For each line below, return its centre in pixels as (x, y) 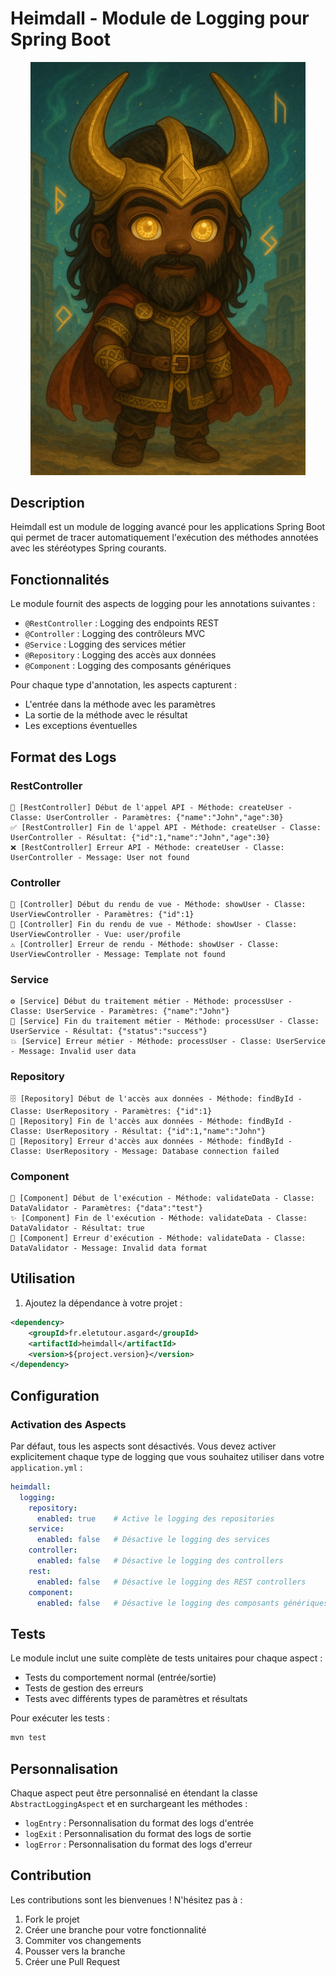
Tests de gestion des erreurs (84, 1688)
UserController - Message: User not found (100, 857)
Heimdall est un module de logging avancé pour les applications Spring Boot (168, 527)
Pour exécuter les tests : (60, 1718)
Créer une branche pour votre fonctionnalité (115, 1929)
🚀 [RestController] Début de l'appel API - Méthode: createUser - (151, 807)
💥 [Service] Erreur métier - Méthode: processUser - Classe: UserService (168, 1042)
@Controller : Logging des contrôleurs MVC (115, 634)
